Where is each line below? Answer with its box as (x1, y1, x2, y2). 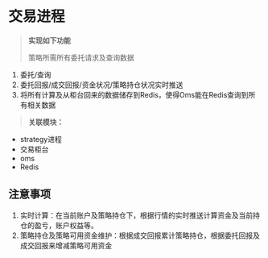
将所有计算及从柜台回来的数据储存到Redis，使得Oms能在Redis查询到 (19, 89, 249, 99)
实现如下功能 (27, 35, 71, 45)
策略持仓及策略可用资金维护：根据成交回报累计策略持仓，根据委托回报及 (19, 231, 260, 240)
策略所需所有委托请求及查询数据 (27, 52, 134, 62)
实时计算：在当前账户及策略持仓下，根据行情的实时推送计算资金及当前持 (19, 210, 260, 220)
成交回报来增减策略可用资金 (19, 240, 113, 250)
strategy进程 (19, 134, 62, 144)
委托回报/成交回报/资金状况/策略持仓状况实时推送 (19, 80, 183, 89)
